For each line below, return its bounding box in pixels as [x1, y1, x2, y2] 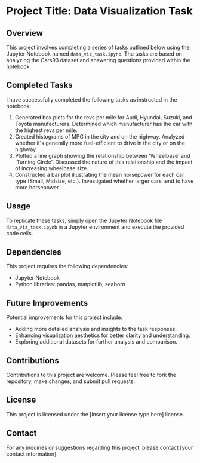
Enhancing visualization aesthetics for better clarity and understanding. [14, 332, 190, 339]
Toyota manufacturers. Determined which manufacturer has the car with [14, 120, 193, 127]
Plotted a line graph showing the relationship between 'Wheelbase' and [14, 152, 190, 159]
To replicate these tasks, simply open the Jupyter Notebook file [6, 217, 162, 224]
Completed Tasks [6, 80, 73, 90]
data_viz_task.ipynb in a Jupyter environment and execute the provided [6, 223, 184, 231]
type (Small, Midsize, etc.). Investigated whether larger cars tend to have [14, 177, 194, 185]
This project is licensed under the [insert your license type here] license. [6, 410, 184, 418]
